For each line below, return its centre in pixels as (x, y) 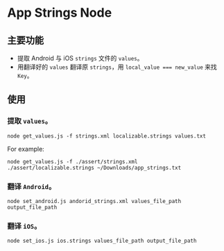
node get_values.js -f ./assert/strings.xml (72, 161)
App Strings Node (60, 13)
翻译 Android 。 (32, 186)
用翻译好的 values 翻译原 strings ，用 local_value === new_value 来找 (117, 67)
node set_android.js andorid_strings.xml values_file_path (94, 201)
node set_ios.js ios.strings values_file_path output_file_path (102, 241)
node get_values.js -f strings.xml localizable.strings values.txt (107, 136)
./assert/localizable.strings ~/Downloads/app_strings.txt (94, 168)
